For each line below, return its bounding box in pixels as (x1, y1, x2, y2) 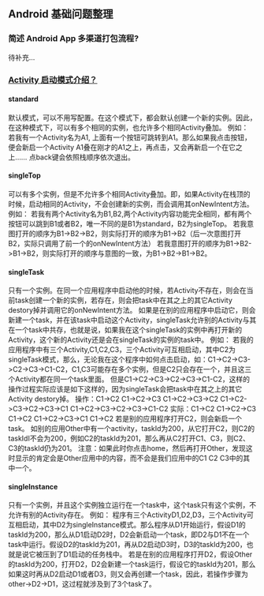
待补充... (8, 52, 35, 62)
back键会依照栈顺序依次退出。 (35, 152, 136, 162)
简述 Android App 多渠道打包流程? (8, 33, 139, 44)
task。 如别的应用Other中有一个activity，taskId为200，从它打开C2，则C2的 (8, 424, 255, 433)
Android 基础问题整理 (8, 7, 113, 21)
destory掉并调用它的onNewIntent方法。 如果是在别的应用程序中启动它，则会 (8, 305, 256, 315)
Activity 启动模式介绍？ (8, 74, 98, 85)
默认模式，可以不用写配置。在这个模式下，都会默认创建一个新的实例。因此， (8, 113, 257, 122)
